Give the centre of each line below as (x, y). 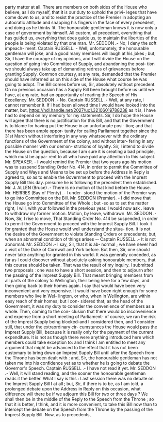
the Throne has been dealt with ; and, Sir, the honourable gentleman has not (81, 358)
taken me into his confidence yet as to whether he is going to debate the (77, 363)
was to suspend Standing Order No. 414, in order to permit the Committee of (81, 167)
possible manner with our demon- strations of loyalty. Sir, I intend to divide (80, 146)
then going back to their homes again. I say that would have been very (75, 286)
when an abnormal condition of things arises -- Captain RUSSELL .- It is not (81, 239)
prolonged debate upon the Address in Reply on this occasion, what (73, 389)
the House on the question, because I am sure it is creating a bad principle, (80, 152)
